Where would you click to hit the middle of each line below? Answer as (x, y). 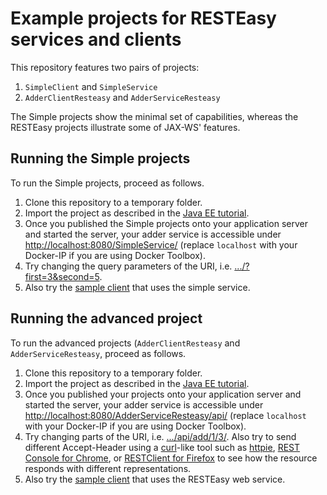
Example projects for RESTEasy (143, 18)
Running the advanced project (106, 318)
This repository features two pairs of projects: (105, 67)
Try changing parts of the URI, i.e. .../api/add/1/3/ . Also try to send (160, 436)
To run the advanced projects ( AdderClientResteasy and (125, 343)
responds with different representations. (108, 468)
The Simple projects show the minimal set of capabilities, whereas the (154, 116)
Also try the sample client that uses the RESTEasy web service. (155, 479)
